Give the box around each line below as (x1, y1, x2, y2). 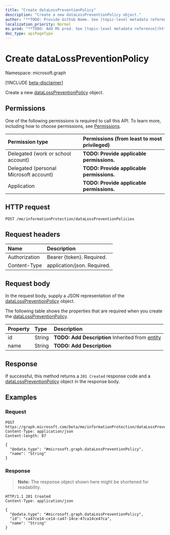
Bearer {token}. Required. (47, 254, 107, 261)
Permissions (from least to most (82, 135, 162, 142)
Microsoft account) (8, 171, 54, 178)
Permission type (8, 138, 49, 145)
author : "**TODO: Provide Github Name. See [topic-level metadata (5, 17, 148, 22)
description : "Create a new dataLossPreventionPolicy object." (5, 12, 142, 17)
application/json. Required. (47, 262, 110, 269)
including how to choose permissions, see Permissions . (5, 123, 121, 129)
